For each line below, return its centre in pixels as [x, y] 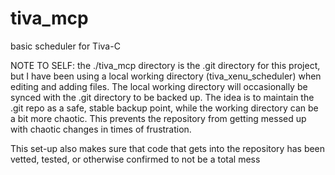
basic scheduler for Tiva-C [65, 46]
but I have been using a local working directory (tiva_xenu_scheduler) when [166, 76]
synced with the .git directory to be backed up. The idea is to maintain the [162, 97]
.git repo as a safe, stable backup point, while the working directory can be [164, 108]
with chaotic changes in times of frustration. [101, 129]
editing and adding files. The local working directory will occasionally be [159, 86]
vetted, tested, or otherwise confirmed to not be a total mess [135, 159]
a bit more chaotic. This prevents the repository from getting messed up [158, 118]
